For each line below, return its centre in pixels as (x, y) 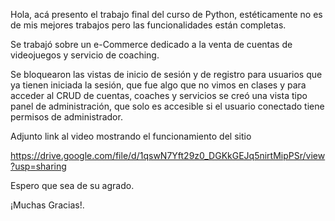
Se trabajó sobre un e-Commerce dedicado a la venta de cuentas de (151, 44)
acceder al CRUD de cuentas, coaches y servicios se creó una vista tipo (159, 95)
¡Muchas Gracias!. (47, 205)
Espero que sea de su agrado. (72, 185)
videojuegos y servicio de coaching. (85, 55)
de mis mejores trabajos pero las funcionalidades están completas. (148, 25)
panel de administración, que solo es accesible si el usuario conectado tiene (167, 106)
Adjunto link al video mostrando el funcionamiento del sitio (131, 136)
